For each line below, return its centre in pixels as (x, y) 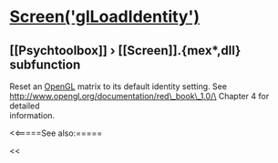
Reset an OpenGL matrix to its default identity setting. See (118, 87)
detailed (25, 106)
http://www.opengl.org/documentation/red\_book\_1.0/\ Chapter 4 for (139, 96)
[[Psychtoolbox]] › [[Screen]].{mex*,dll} (125, 51)
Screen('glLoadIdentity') (105, 17)
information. (32, 115)
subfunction (45, 64)
